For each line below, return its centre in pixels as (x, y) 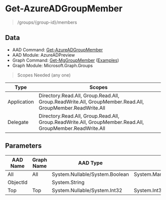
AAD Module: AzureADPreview (43, 55)
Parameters (23, 146)
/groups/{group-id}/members (47, 22)
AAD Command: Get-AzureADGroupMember (58, 49)
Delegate (18, 122)
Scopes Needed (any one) (44, 75)
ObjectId (18, 182)
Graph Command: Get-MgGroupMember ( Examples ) (66, 60)
